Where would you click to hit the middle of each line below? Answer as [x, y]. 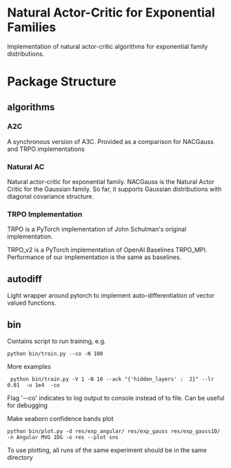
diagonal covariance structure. [51, 196]
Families [32, 27]
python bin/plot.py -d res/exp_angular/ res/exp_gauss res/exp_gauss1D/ [114, 431]
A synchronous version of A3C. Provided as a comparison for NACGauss [110, 141]
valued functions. [32, 303]
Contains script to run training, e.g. [57, 341]
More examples [29, 367]
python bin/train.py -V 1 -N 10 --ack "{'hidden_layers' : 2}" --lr [112, 379]
